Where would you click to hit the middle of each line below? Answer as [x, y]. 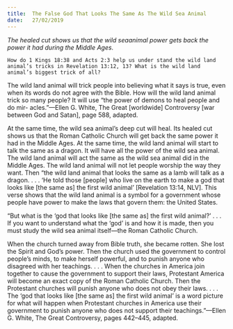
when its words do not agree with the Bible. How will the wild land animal [112, 93]
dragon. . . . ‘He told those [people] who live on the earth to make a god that [116, 180]
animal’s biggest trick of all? [54, 72]
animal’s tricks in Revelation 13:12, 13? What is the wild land [104, 66]
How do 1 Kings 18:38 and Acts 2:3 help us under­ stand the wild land [112, 60]
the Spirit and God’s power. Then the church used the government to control [116, 251]
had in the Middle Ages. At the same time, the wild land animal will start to [113, 143]
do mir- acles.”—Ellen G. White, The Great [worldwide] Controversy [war [111, 107]
